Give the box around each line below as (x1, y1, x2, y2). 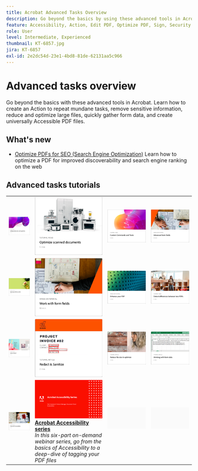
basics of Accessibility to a (34, 444, 100, 451)
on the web (14, 163, 42, 170)
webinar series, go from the (34, 437, 102, 445)
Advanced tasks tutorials (6, 180, 101, 190)
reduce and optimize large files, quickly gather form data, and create (6, 111, 173, 118)
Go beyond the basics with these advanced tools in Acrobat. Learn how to (6, 99, 186, 106)
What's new (6, 135, 51, 145)
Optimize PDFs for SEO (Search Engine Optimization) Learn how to (14, 151, 177, 158)
